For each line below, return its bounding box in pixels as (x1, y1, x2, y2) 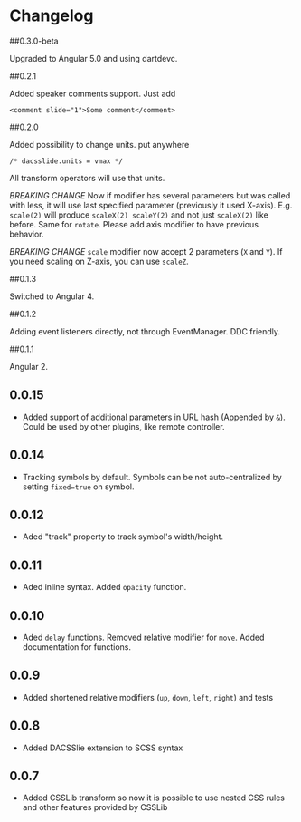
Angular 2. (9, 361, 48, 372)
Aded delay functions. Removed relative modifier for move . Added (22, 632, 265, 643)
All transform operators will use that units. (9, 172, 165, 183)
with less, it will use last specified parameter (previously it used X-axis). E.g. (9, 199, 293, 210)
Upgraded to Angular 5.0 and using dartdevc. (9, 53, 178, 63)
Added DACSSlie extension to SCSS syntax (22, 742, 183, 753)
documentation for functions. (22, 642, 131, 653)
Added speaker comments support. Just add (9, 88, 176, 99)
